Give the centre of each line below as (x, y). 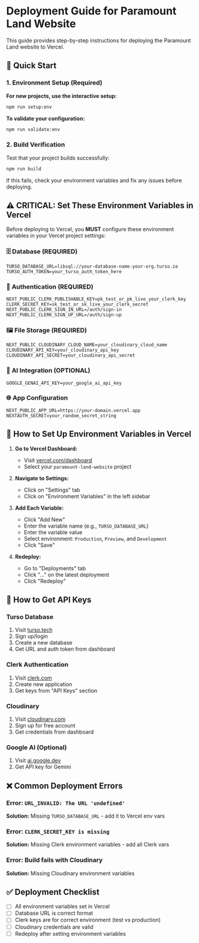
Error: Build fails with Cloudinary (55, 860)
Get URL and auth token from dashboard (65, 649)
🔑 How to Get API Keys (49, 600)
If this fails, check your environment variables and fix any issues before (94, 180)
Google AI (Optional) (37, 747)
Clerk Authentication (37, 664)
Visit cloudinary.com (40, 719)
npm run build (24, 169)
